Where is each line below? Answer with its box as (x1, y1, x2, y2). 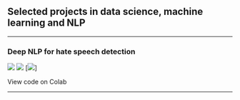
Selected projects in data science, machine (7, 6, 204, 18)
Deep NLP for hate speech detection (7, 46, 136, 56)
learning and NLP (7, 17, 86, 29)
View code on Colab (7, 78, 67, 86)
